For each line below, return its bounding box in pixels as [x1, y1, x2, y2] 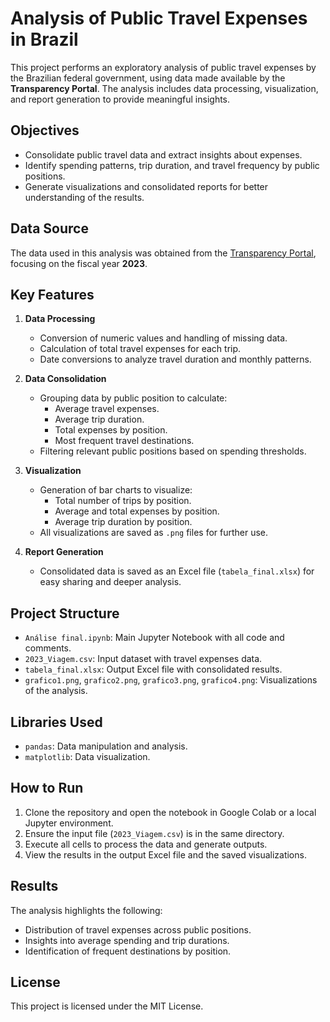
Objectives [10, 122, 80, 139]
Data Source [10, 220, 89, 237]
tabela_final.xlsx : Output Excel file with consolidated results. [24, 663, 283, 676]
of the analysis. [24, 685, 88, 697]
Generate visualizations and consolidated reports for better [24, 180, 269, 192]
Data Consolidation [24, 373, 107, 385]
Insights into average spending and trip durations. [24, 934, 230, 946]
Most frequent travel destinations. [54, 435, 195, 447]
